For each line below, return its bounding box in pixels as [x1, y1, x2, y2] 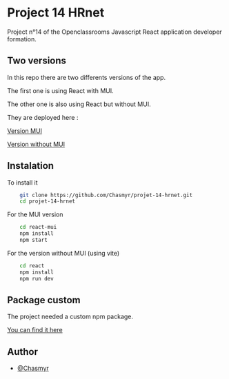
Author [7, 346, 38, 358]
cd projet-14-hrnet [19, 198, 76, 205]
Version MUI [7, 126, 43, 135]
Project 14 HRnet [7, 5, 105, 21]
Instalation [7, 160, 54, 172]
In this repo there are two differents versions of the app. [7, 73, 166, 81]
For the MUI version [7, 210, 63, 218]
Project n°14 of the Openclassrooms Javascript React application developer [7, 28, 222, 36]
